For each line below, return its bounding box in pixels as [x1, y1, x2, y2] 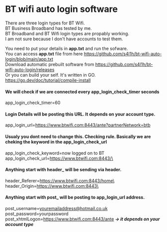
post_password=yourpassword [5, 211, 69, 217]
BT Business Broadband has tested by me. [5, 25, 92, 31]
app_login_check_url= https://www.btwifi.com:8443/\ [5, 155, 113, 161]
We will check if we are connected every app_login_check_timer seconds [5, 89, 160, 95]
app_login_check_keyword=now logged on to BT [5, 150, 105, 156]
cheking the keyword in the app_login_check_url [5, 138, 107, 145]
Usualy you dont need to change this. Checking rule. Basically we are [5, 133, 151, 139]
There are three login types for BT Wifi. [5, 20, 85, 26]
